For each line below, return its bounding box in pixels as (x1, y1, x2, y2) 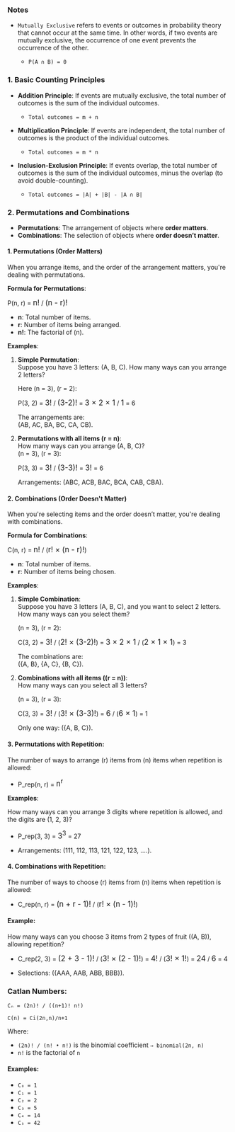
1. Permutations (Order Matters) (7, 247, 103, 256)
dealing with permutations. (7, 270, 86, 279)
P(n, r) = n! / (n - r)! (7, 298, 68, 308)
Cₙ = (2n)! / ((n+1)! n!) (7, 1002, 84, 1010)
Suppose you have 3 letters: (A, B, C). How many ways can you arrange (17, 363, 227, 372)
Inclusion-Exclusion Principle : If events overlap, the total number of (17, 161, 218, 169)
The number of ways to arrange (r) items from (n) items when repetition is (7, 755, 223, 764)
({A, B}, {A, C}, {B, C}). (17, 660, 84, 668)
